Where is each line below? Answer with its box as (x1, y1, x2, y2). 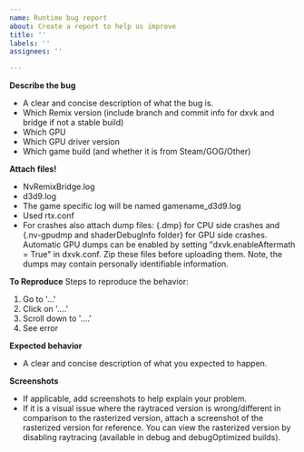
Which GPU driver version (22, 136, 121, 147)
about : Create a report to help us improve (9, 22, 177, 31)
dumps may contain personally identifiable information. (22, 258, 229, 269)
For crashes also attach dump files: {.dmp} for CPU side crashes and (22, 220, 280, 231)
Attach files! (9, 164, 57, 175)
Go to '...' (22, 294, 56, 305)
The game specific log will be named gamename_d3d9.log (22, 201, 241, 212)
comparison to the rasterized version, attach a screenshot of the (22, 413, 264, 424)
